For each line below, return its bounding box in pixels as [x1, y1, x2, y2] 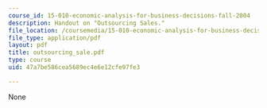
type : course [8, 56, 52, 64]
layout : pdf [8, 41, 48, 49]
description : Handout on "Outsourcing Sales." [8, 19, 165, 27]
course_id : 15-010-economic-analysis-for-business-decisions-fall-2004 [8, 11, 250, 20]
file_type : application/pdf [8, 33, 102, 42]
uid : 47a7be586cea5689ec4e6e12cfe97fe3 [8, 64, 141, 71]
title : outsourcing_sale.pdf [8, 48, 105, 56]
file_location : [8, 26, 59, 34]
